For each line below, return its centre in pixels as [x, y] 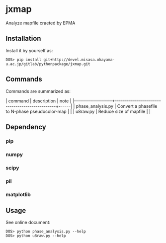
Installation [23, 39]
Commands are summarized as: [38, 91]
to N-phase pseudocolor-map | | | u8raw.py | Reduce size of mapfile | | [78, 111]
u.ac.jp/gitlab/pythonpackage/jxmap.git [48, 64]
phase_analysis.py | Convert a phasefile [117, 106]
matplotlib [18, 194]
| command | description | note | [39, 101]
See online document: [28, 223]
